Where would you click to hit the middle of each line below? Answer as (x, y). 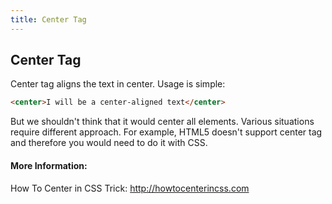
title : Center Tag (48, 19)
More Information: (49, 165)
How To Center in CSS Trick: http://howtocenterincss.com (130, 188)
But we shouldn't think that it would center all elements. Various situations (162, 122)
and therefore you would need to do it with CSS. (109, 143)
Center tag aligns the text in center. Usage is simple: (118, 84)
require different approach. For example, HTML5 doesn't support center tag (166, 132)
